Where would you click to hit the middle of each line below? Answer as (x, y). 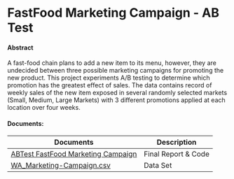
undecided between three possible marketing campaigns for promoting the (116, 71)
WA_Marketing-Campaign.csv (61, 165)
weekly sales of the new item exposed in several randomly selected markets (117, 93)
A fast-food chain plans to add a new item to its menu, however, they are (112, 63)
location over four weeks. (44, 108)
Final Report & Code (177, 154)
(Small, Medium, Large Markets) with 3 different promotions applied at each (116, 100)
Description (177, 142)
